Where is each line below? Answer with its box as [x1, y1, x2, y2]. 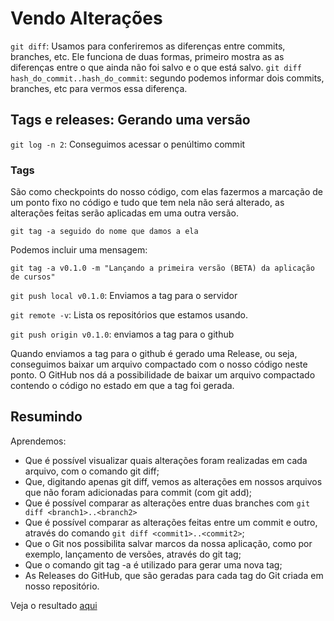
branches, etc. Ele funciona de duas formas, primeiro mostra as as [10, 50, 285, 62]
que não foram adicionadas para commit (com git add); [24, 486, 253, 498]
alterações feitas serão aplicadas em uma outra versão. [10, 207, 239, 219]
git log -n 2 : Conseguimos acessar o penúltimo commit [10, 138, 246, 150]
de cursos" [10, 272, 56, 282]
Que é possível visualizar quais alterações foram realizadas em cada [24, 454, 308, 466]
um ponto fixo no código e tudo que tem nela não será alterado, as [10, 197, 285, 209]
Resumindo [10, 408, 83, 426]
